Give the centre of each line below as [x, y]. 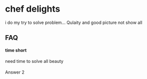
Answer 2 [15, 72]
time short [16, 50]
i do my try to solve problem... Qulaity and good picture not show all [74, 22]
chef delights [33, 9]
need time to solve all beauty [34, 61]
